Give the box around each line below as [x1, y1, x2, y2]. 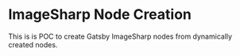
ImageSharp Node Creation [8, 6, 192, 24]
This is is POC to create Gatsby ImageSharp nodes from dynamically [8, 32, 233, 41]
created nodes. [8, 39, 58, 49]
